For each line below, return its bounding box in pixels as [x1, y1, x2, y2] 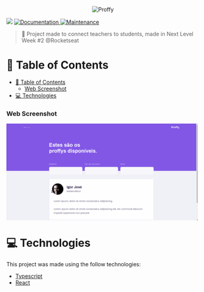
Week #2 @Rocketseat [21, 37, 79, 44]
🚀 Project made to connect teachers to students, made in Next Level [21, 31, 194, 37]
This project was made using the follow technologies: [6, 261, 141, 268]
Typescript [15, 272, 43, 280]
